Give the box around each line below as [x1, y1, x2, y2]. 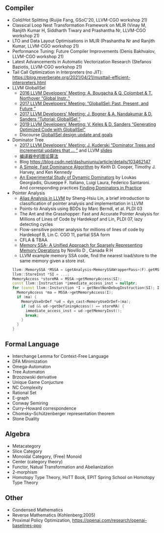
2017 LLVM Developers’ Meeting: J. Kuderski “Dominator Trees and [19, 142, 155, 148]
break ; [25, 313, 39, 318]
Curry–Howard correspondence [12, 405, 77, 411]
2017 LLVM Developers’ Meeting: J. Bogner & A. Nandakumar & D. [19, 110, 153, 117]
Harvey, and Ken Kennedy [19, 169, 72, 175]
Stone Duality [12, 416, 40, 422]
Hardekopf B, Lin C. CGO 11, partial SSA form [19, 232, 110, 238]
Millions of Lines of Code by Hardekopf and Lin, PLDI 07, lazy [19, 216, 143, 222]
